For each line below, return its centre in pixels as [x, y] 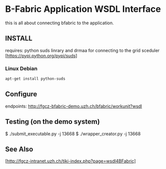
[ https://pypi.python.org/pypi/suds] [41, 56]
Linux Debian [21, 68]
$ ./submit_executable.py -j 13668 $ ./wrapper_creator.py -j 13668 [73, 134]
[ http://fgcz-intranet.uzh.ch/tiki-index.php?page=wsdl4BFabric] [71, 161]
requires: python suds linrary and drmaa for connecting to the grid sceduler [83, 50]
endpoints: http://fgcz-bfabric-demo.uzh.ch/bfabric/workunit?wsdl [74, 106]
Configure [21, 94]
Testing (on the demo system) [53, 122]
